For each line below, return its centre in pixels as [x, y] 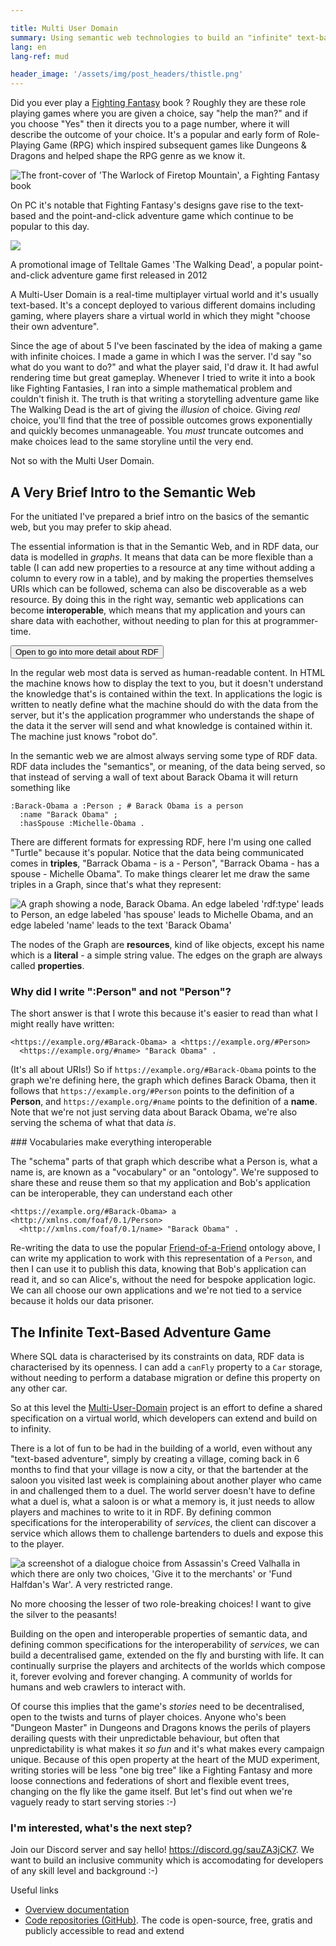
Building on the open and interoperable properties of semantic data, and [159, 1634]
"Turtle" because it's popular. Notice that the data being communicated [157, 852]
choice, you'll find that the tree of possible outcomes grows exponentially [161, 420]
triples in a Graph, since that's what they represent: [116, 884]
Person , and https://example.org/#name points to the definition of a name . [164, 1102]
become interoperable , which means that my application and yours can [158, 610]
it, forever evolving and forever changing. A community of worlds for [151, 1677]
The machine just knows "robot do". [84, 736]
